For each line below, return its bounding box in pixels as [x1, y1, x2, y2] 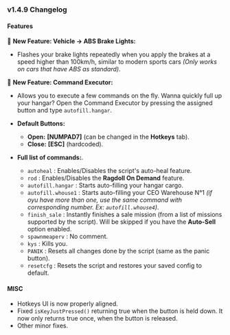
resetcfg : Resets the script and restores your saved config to [27, 262, 203, 270]
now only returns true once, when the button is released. [16, 314, 178, 323]
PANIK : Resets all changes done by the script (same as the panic [27, 247, 210, 255]
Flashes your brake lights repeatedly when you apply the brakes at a [16, 50, 211, 59]
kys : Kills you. [27, 240, 68, 248]
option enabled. [27, 225, 72, 233]
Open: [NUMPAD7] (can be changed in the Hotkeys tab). [27, 132, 190, 141]
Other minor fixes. [16, 321, 69, 330]
